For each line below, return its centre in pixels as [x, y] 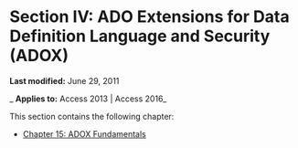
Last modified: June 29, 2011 [64, 80]
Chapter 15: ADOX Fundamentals [84, 133]
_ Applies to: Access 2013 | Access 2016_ [88, 99]
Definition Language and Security [140, 36]
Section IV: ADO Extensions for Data [149, 17]
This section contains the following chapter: [92, 116]
